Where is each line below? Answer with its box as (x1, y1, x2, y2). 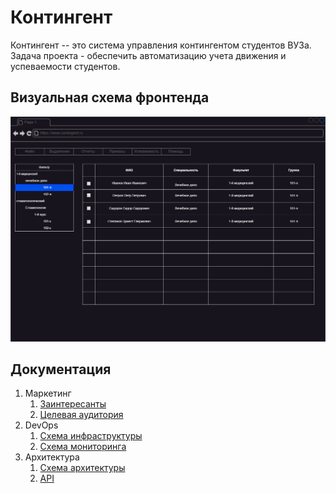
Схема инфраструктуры (39, 430, 143, 442)
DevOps (24, 419, 59, 431)
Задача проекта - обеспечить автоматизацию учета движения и (10, 49, 287, 61)
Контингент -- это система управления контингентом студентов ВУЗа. (10, 39, 312, 51)
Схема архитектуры (39, 462, 126, 474)
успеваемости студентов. (10, 60, 121, 72)
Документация (10, 361, 112, 378)
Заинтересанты (39, 398, 107, 410)
